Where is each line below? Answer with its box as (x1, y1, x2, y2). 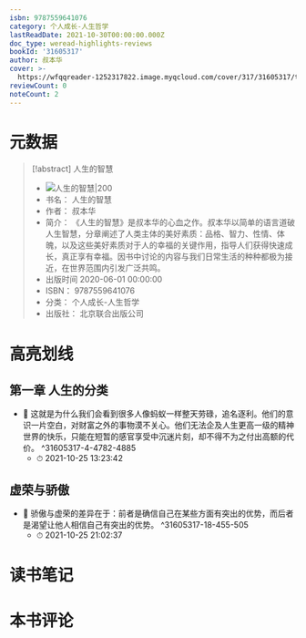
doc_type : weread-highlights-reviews (9, 38, 153, 48)
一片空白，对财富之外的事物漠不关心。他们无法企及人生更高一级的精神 (30, 420, 294, 431)
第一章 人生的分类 (9, 383, 108, 398)
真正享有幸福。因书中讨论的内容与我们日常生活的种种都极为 (61, 252, 285, 262)
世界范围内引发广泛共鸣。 (69, 262, 166, 273)
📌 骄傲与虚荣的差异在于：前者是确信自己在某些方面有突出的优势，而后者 (22, 508, 294, 520)
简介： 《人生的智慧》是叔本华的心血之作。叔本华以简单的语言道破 (45, 217, 296, 228)
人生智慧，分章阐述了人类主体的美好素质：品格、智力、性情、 (45, 229, 278, 240)
